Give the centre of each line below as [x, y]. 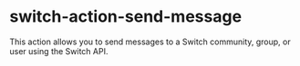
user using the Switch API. [59, 51]
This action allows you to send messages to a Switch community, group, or [150, 42]
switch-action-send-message [126, 17]
